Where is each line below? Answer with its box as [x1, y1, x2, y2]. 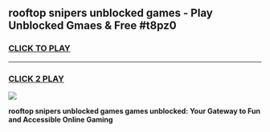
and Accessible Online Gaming [8, 114, 113, 124]
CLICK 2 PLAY [8, 73, 64, 84]
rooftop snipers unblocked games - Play [8, 6, 213, 20]
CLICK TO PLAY [8, 43, 71, 54]
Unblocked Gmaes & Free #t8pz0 [8, 19, 177, 33]
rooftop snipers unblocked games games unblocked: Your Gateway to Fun [8, 106, 261, 115]
